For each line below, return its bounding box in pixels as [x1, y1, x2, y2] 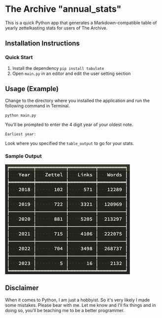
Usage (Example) [5, 85, 59, 93]
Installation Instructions [5, 39, 80, 48]
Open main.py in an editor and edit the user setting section [12, 70, 131, 76]
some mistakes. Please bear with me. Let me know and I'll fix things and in [5, 302, 156, 308]
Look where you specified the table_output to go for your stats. [5, 140, 134, 146]
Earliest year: [5, 132, 36, 137]
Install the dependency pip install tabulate [12, 65, 104, 71]
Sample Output [5, 153, 42, 159]
